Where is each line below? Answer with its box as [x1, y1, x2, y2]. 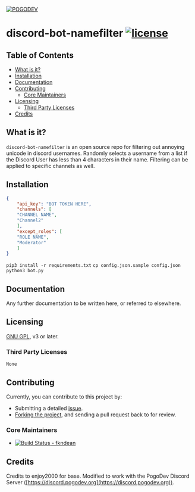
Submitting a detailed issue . [14, 404, 83, 412]
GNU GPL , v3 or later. [6, 332, 59, 340]
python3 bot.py [6, 268, 44, 274]
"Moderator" [17, 239, 46, 245]
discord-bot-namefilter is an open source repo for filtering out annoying [6, 143, 185, 150]
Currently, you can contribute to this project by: [6, 393, 122, 400]
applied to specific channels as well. [6, 162, 95, 169]
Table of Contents [6, 50, 74, 60]
